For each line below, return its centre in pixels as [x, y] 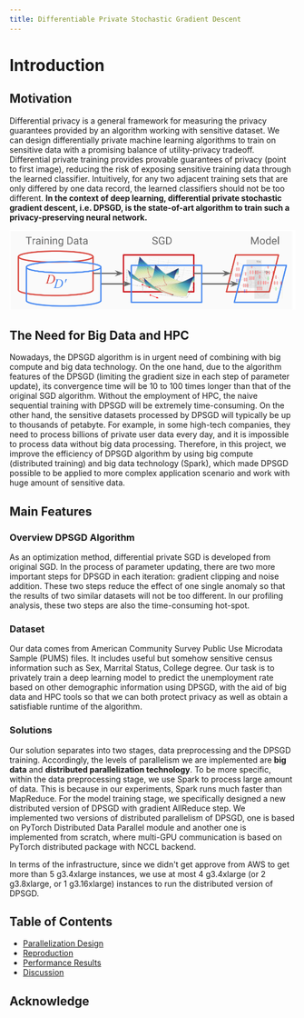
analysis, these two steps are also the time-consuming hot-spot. [130, 605]
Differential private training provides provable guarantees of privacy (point [148, 159]
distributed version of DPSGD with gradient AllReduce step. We [127, 808]
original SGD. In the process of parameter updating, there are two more [142, 566]
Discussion [43, 973]
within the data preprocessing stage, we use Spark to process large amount [151, 779]
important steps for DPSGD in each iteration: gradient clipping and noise [144, 576]
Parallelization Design [63, 943]
